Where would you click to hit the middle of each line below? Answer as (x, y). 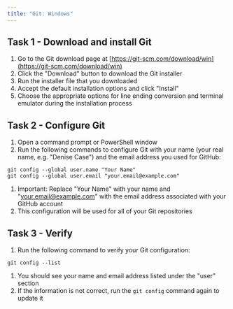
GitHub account (40, 204)
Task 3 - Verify (40, 233)
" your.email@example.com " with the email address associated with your (121, 196)
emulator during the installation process (75, 103)
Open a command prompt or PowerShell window (87, 142)
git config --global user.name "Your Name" (72, 170)
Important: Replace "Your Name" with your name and (94, 189)
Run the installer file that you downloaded (77, 81)
